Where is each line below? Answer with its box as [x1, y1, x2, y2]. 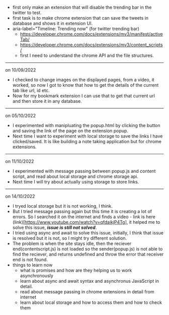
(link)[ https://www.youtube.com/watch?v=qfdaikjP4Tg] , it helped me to [12, 219, 160, 225]
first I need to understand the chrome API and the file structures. [20, 52, 154, 58]
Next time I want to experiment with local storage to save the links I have [12, 133, 163, 139]
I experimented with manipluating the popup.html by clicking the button [12, 122, 160, 128]
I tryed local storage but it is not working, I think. [12, 203, 113, 209]
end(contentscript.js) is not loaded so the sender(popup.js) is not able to [12, 246, 163, 251]
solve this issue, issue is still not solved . [12, 224, 97, 230]
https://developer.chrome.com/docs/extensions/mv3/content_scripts [20, 42, 163, 47]
